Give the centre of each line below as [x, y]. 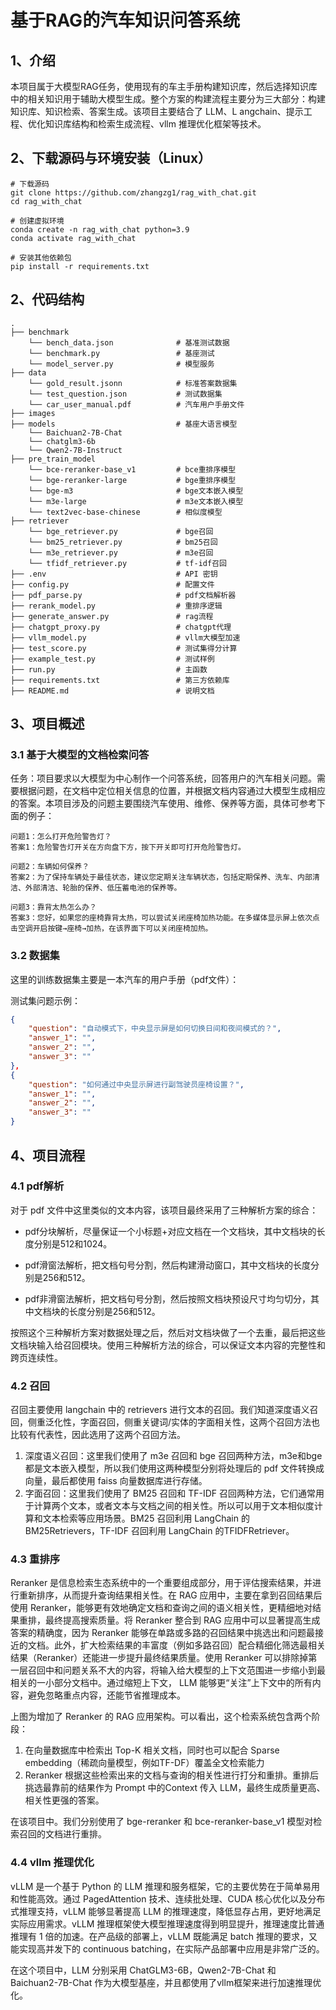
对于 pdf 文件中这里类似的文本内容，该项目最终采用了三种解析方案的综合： [164, 1210]
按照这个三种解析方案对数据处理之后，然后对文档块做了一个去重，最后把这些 [168, 1332]
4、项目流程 [48, 1155]
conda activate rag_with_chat [73, 238]
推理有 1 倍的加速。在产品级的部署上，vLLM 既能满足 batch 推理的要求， [160, 1936]
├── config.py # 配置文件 [112, 584]
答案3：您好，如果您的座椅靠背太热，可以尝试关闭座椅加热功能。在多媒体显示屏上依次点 [165, 918]
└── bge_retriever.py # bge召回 [121, 531]
